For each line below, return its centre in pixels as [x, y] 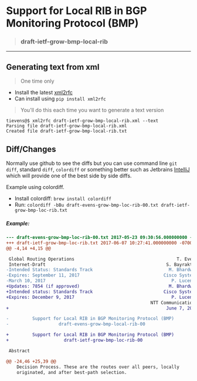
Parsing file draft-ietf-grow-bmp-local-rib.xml [67, 126]
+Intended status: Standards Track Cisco [91, 292]
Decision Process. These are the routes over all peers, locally [98, 367]
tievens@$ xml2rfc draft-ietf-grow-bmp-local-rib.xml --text [82, 121]
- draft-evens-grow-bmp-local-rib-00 [76, 324]
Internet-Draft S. [90, 264]
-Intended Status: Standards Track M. [90, 270]
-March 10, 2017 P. [91, 281]
